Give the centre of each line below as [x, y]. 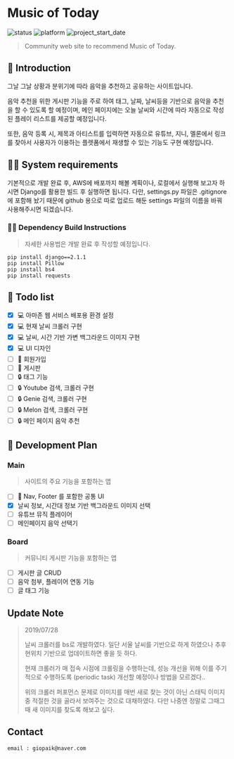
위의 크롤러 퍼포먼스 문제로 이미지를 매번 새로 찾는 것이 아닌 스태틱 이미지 [125, 692]
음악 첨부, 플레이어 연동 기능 [56, 582]
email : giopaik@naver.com [47, 748]
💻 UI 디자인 [34, 348]
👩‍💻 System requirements [63, 165]
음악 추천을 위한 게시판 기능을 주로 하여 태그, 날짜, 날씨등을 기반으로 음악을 [109, 101]
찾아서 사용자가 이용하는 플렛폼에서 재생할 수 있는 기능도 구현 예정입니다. [114, 142]
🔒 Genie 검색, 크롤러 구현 [52, 398]
